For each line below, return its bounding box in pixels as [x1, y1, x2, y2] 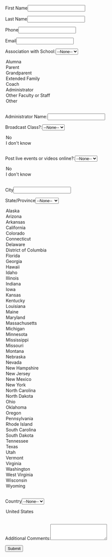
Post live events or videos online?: [5, 155, 75, 161]
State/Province [5, 198, 36, 203]
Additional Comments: [5, 536, 51, 541]
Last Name [5, 16, 27, 22]
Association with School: [5, 48, 56, 54]
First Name [5, 5, 28, 11]
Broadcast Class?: [5, 124, 42, 130]
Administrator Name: [5, 114, 48, 119]
